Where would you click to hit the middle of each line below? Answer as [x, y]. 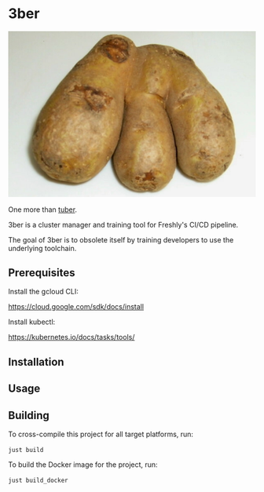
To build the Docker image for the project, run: [83, 465]
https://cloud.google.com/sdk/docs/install [76, 307]
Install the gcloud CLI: [43, 292]
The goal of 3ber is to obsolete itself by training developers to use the [121, 239]
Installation [36, 362]
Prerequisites [42, 273]
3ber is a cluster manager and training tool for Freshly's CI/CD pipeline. [123, 224]
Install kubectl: [32, 322]
